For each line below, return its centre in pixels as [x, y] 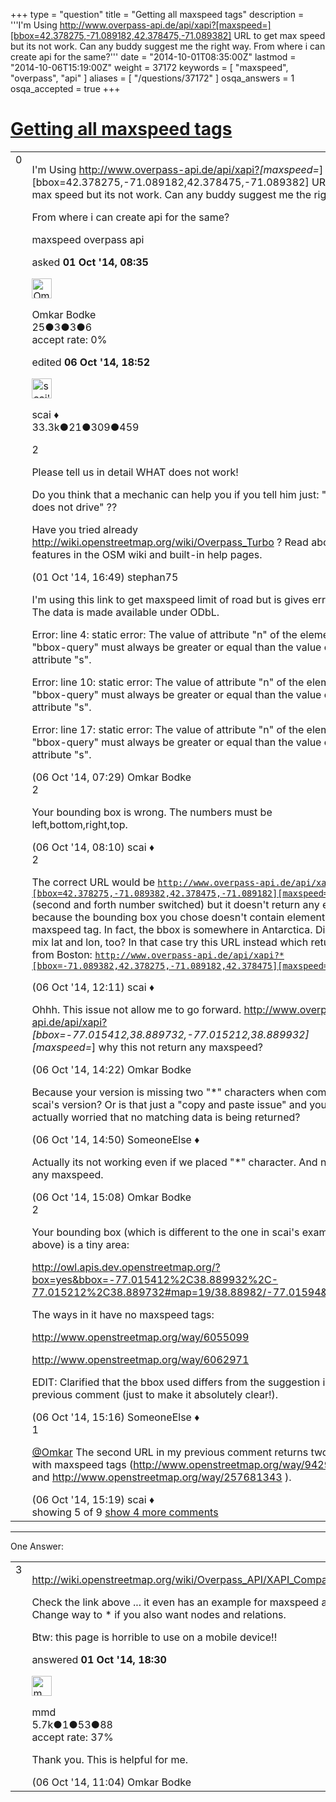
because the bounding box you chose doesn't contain [158, 917]
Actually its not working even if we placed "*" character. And [174, 1162]
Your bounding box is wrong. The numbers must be [152, 812]
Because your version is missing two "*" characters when [167, 1092]
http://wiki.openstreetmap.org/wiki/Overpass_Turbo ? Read [170, 542]
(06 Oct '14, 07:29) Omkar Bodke [111, 777]
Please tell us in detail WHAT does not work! [135, 472]
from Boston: [62, 954]
